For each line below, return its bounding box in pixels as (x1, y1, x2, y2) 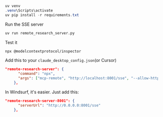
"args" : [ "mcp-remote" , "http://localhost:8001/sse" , (17, 76, 130, 81)
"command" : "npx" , (17, 72, 55, 76)
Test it (5, 39, 17, 45)
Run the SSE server (5, 21, 44, 27)
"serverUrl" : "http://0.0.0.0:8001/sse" (17, 103, 101, 108)
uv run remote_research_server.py (5, 30, 75, 35)
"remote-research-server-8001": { (5, 98, 75, 103)
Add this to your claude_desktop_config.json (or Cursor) (5, 58, 117, 63)
